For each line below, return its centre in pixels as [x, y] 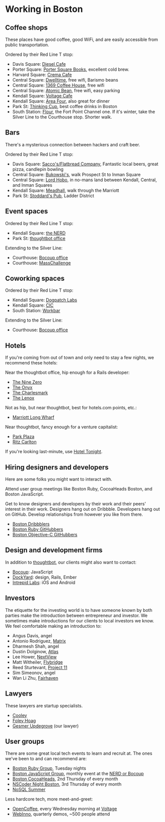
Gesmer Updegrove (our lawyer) [45, 726]
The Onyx [22, 387]
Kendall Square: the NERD [39, 233]
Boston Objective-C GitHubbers [45, 535]
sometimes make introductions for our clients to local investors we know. [80, 620]
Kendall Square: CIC [33, 305]
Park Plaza [23, 437]
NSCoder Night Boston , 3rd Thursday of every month [67, 784]
